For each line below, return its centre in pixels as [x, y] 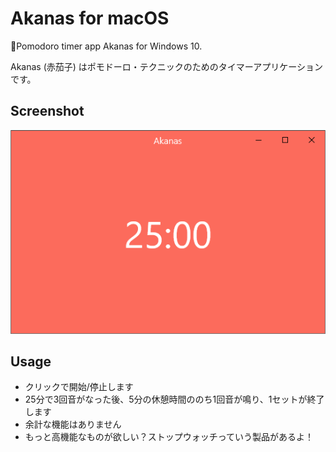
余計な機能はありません [73, 424]
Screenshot [47, 111]
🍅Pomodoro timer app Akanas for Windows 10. [106, 46]
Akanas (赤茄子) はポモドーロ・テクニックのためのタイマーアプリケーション [166, 66]
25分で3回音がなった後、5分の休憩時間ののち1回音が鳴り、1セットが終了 [174, 399]
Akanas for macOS [90, 18]
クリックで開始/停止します [79, 387]
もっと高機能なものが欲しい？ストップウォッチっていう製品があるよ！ [169, 437]
